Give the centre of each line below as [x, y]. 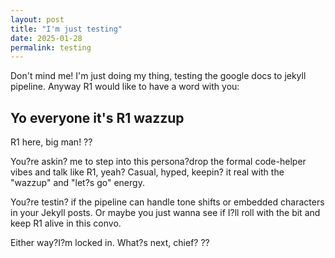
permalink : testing [51, 47]
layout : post [37, 19]
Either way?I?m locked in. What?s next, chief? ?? [110, 243]
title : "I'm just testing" [66, 29]
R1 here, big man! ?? [51, 142]
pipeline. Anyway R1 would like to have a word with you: [125, 87]
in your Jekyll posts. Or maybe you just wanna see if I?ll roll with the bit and [165, 213]
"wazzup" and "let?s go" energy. [77, 183]
